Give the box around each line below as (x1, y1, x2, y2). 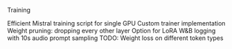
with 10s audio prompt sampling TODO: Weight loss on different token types (7, 34, 224, 42)
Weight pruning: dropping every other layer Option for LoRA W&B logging (7, 27, 216, 35)
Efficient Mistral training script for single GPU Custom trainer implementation (7, 19, 226, 27)
